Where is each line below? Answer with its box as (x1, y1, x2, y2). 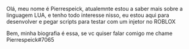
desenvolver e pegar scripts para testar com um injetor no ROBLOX (6, 18, 176, 25)
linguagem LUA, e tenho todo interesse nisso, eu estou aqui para (6, 11, 169, 19)
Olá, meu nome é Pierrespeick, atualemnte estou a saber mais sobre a (6, 5, 183, 12)
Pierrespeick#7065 (6, 36, 54, 43)
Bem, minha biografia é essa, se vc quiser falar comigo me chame (6, 30, 173, 37)
